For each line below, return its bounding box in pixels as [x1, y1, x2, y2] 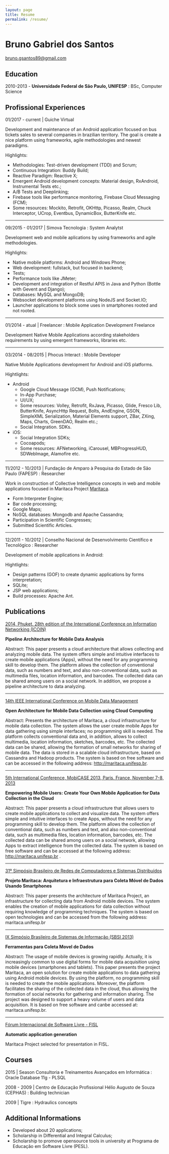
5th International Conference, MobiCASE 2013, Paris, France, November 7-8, [5, 775, 164, 781]
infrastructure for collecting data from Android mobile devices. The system [5, 898, 160, 904]
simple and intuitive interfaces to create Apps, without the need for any [5, 816, 152, 822]
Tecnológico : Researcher [5, 542, 59, 548]
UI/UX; [20, 397, 34, 403]
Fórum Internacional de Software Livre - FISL [5, 1021, 98, 1027]
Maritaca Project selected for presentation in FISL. [5, 1041, 110, 1047]
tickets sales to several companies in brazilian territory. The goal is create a [5, 132, 161, 138]
